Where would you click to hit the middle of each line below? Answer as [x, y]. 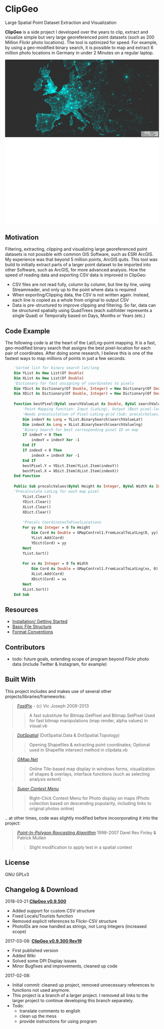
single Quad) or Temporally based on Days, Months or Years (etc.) [79, 315]
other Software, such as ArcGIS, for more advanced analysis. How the [75, 270]
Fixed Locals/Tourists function [42, 916]
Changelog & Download [41, 890]
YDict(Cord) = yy [49, 543]
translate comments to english [50, 1011]
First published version [35, 950]
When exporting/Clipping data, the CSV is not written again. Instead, [81, 295]
